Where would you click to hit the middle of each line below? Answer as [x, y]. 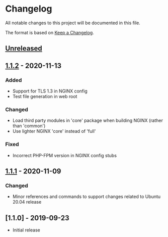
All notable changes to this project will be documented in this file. [73, 23]
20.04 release [27, 202]
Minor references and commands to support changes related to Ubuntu [87, 197]
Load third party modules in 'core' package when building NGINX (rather [88, 121]
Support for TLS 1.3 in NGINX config [50, 91]
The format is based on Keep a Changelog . [50, 32]
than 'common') [29, 126]
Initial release [26, 230]
